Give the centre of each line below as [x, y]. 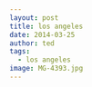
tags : [20, 52]
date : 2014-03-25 [42, 34]
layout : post [34, 18]
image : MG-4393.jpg [46, 69]
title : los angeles [46, 26]
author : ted [32, 43]
